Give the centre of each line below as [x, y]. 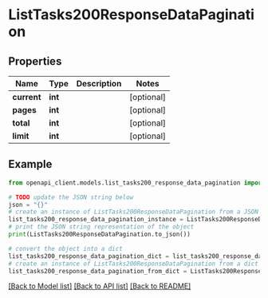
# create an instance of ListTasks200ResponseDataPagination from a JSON [134, 212]
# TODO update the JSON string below [71, 197]
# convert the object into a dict [66, 248]
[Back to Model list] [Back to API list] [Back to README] [100, 286]
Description [99, 83]
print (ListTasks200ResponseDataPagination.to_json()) [100, 234]
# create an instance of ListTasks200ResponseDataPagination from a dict [134, 264]
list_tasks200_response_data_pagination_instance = [96, 220]
